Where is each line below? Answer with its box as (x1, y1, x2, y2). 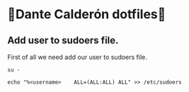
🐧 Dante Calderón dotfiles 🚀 (7, 6, 166, 22)
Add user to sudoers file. (7, 34, 119, 46)
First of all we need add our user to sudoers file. (7, 53, 147, 61)
